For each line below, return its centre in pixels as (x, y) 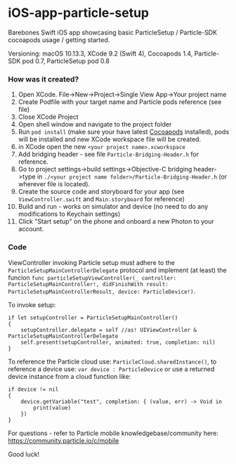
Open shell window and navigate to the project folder (95, 124)
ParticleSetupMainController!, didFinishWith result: (88, 284)
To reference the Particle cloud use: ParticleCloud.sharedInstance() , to (112, 361)
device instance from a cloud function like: (70, 376)
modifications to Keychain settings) (69, 214)
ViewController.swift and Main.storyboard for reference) (101, 199)
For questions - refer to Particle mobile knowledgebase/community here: (113, 433)
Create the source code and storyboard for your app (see (101, 192)
